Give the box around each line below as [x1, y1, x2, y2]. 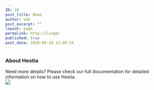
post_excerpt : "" [5, 21, 42, 27]
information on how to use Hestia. [5, 74, 76, 80]
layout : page [5, 26, 33, 31]
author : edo [5, 17, 30, 22]
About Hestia [5, 57, 39, 64]
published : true [5, 36, 40, 41]
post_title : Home [5, 12, 42, 17]
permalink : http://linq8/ [5, 31, 60, 36]
